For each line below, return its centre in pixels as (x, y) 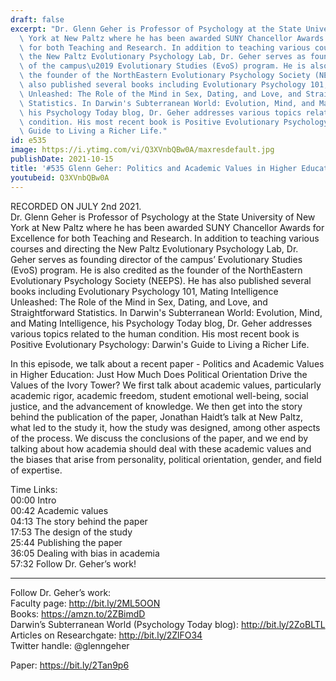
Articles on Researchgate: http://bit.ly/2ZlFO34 (106, 635)
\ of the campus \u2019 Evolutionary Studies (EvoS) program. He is (163, 66)
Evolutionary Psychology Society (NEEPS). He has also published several (161, 280)
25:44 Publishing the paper (66, 542)
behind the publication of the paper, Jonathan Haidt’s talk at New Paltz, (156, 417)
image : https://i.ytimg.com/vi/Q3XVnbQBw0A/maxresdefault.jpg (142, 150)
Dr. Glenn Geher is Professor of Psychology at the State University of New (163, 217)
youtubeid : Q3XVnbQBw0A (60, 177)
